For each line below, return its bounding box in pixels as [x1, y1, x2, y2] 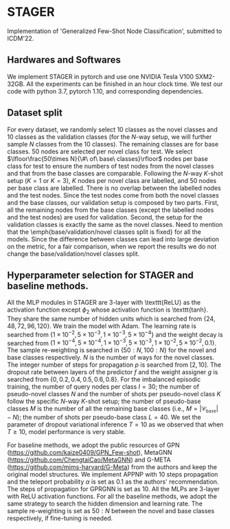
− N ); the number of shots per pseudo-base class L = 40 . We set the [7, 413, 201, 422]
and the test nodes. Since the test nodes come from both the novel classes [7, 191, 220, 199]
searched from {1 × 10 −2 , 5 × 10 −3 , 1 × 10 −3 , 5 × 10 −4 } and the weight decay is [7, 330, 223, 338]
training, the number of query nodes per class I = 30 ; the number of [7, 382, 200, 391]
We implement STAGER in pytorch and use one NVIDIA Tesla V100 [7, 72, 194, 80]
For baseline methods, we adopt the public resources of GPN [7, 441, 180, 449]
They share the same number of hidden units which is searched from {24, [7, 314, 216, 323]
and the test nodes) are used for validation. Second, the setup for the [7, 213, 203, 221]
